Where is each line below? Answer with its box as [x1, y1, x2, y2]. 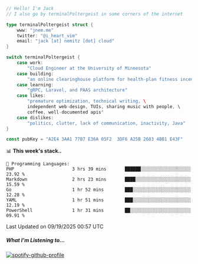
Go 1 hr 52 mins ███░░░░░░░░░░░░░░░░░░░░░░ [6, 187, 192, 193]
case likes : [16, 93, 46, 99]
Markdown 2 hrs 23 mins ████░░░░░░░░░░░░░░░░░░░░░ [6, 177, 192, 182]
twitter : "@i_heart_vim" [16, 32, 78, 38]
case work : [16, 60, 44, 66]
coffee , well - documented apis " [27, 109, 104, 115]
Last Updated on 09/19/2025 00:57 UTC [6, 223, 104, 230]
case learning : [16, 82, 54, 88]
